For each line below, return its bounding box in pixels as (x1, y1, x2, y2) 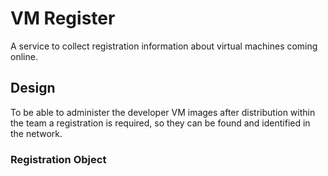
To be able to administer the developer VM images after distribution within (10, 106, 316, 118)
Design (10, 80, 56, 97)
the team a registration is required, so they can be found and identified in (10, 117, 311, 129)
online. (10, 50, 38, 62)
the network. (10, 127, 63, 139)
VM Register (10, 7, 116, 30)
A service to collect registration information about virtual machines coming (10, 40, 318, 52)
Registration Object (10, 152, 107, 166)
